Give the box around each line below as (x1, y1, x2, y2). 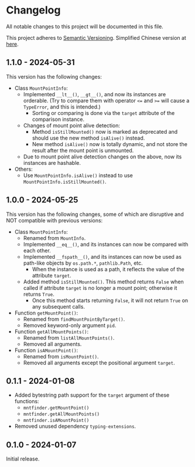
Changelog (6, 4, 61, 17)
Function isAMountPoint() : (14, 347, 78, 354)
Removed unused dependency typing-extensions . (14, 423, 136, 430)
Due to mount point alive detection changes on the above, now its (23, 153, 182, 160)
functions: (14, 398, 39, 405)
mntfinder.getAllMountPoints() (23, 411, 100, 417)
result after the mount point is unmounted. (32, 147, 134, 154)
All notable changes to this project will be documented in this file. (6, 23, 164, 30)
